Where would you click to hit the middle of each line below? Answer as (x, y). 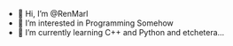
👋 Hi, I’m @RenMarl (53, 14)
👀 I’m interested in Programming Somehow (96, 23)
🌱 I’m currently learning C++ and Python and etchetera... (121, 32)
